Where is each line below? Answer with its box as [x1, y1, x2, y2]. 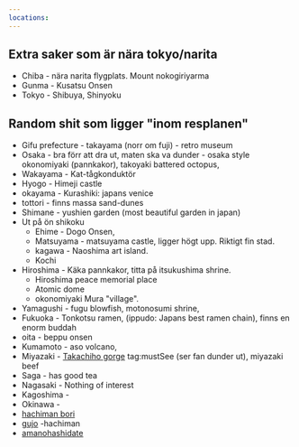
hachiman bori [21, 408, 76, 420]
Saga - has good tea [21, 370, 98, 381]
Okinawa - [21, 399, 60, 410]
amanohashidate [21, 428, 84, 439]
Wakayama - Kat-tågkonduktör [21, 169, 136, 180]
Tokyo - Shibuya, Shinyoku [21, 89, 122, 100]
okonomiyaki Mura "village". [34, 293, 140, 304]
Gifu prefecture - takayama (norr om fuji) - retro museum [21, 140, 233, 151]
